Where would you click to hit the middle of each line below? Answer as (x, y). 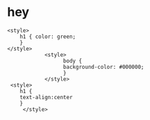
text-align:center (46, 97)
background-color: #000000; (103, 67)
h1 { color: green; (48, 36)
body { (72, 61)
